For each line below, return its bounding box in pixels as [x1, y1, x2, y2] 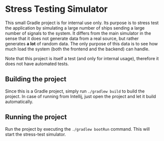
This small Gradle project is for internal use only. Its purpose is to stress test [5, 20, 159, 26]
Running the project [5, 113, 67, 121]
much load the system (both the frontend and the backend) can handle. [5, 46, 150, 52]
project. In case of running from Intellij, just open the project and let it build [5, 93, 156, 99]
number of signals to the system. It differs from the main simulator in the [5, 30, 151, 36]
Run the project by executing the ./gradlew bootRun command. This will [5, 126, 150, 132]
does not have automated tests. [5, 61, 69, 67]
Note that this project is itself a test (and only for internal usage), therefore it [5, 55, 159, 61]
